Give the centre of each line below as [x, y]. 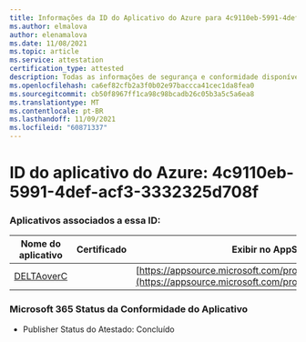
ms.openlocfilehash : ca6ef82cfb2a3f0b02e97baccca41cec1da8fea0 [132, 85]
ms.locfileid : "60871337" [58, 128]
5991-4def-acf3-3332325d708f [134, 192]
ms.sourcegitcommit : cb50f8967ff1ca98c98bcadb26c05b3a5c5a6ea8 [132, 94]
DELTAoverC [41, 277]
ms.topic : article [44, 52]
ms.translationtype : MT [55, 102]
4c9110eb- [253, 173]
